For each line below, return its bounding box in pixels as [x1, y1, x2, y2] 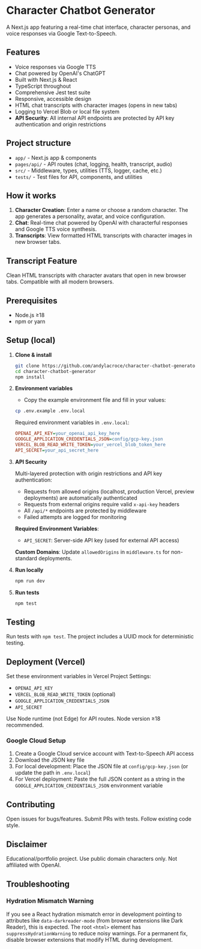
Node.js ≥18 [14, 312, 45, 318]
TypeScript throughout [14, 82, 71, 89]
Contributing [6, 799, 55, 810]
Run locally [14, 566, 44, 574]
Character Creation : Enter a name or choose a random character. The [14, 207, 188, 214]
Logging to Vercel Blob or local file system [14, 108, 120, 115]
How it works [6, 190, 56, 201]
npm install [14, 374, 45, 380]
